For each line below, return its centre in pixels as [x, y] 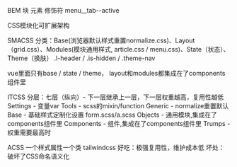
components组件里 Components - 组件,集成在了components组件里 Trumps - [119, 123]
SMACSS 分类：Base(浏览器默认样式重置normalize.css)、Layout [101, 40]
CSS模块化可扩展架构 [39, 25]
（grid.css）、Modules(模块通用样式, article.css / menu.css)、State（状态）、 [118, 49]
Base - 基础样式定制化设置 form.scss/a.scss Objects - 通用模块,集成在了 [112, 115]
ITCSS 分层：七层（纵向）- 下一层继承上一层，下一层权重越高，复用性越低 [116, 97]
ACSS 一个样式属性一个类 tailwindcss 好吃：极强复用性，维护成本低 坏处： [116, 148]
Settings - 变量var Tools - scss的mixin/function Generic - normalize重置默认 [118, 106]
